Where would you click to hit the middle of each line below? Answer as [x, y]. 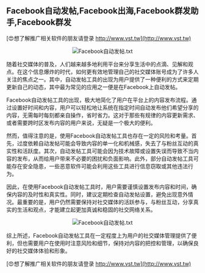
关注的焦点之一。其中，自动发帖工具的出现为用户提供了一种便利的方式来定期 [103, 79]
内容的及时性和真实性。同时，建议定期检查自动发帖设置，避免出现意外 [99, 194]
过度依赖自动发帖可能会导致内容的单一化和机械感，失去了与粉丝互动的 [105, 143]
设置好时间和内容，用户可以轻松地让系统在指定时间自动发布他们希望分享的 [105, 107]
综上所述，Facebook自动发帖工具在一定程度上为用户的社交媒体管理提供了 [99, 235]
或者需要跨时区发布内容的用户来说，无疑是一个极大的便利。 [81, 122]
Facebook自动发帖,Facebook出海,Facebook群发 [99, 11]
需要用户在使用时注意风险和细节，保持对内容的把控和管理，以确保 [110, 243]
